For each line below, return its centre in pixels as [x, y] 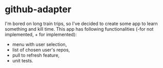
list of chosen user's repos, [41, 50]
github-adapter [38, 9]
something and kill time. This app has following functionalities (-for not [79, 29]
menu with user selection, [39, 44]
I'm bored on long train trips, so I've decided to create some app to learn [81, 24]
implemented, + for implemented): [41, 34]
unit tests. [23, 60]
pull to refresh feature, [36, 55]
